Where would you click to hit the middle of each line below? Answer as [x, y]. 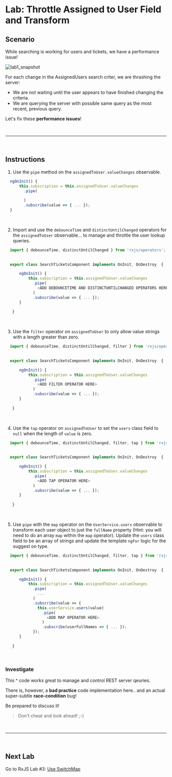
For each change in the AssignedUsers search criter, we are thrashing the [83, 77]
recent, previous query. [37, 109]
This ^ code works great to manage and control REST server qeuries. [78, 680]
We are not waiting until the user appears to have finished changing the [88, 92]
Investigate [20, 669]
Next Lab [20, 757]
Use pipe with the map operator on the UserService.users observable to [88, 524]
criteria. [21, 98]
